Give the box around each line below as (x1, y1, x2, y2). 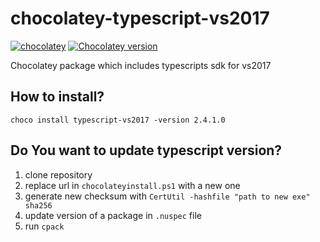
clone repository (24, 168, 93, 181)
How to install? (10, 88, 105, 106)
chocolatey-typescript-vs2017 (10, 7, 270, 30)
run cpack (24, 220, 65, 232)
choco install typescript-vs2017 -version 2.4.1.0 (10, 115, 226, 125)
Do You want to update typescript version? (10, 142, 283, 159)
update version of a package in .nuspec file (24, 209, 202, 221)
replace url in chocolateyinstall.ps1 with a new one (24, 179, 241, 191)
